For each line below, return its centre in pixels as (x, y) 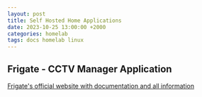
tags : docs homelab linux (45, 40)
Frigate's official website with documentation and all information (101, 86)
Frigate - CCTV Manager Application (90, 69)
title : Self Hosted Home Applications (64, 21)
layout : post (27, 14)
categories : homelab (38, 34)
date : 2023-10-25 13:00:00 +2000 (57, 27)
